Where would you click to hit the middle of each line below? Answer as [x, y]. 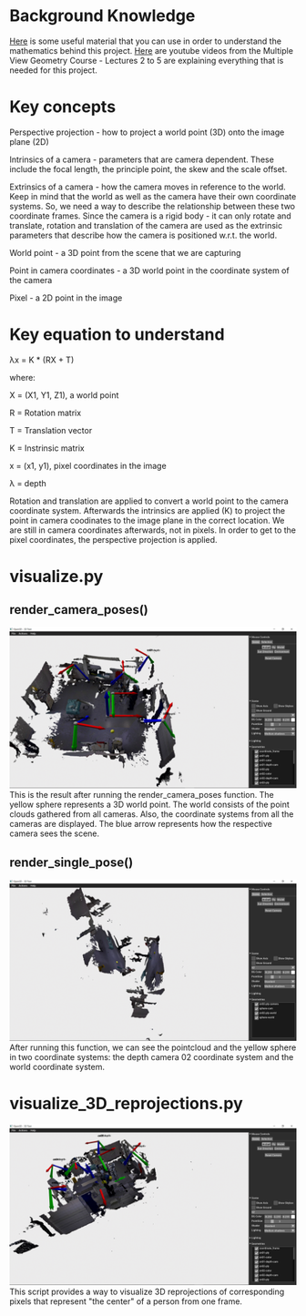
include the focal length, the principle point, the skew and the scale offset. [148, 168]
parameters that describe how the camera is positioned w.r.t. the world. [143, 235]
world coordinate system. [57, 1066]
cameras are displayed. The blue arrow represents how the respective [141, 824]
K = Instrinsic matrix [47, 448]
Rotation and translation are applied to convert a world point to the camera [149, 501]
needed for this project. [53, 70]
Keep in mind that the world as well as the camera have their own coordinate [153, 196]
